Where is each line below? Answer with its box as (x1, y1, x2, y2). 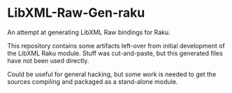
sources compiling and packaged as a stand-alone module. (7, 77, 178, 85)
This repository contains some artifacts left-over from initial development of (7, 41, 225, 50)
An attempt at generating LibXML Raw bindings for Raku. (7, 28, 171, 36)
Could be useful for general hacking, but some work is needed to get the (7, 70, 217, 78)
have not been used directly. (7, 56, 89, 64)
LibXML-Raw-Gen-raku (7, 5, 145, 21)
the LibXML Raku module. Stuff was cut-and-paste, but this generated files (7, 49, 224, 57)
